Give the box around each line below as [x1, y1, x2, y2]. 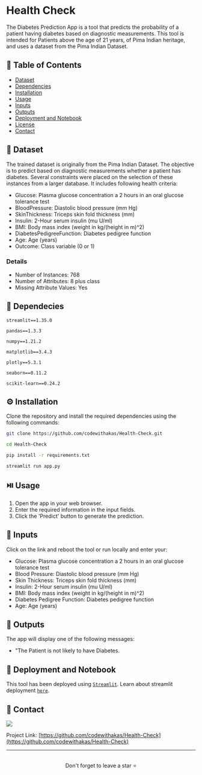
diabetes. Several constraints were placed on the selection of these [6, 173, 173, 180]
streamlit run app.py [6, 464, 61, 470]
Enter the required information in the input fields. [14, 506, 136, 513]
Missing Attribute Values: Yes [14, 284, 88, 291]
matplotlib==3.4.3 [6, 349, 52, 355]
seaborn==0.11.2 [6, 370, 47, 376]
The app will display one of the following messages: [6, 636, 135, 643]
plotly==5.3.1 [6, 359, 42, 366]
